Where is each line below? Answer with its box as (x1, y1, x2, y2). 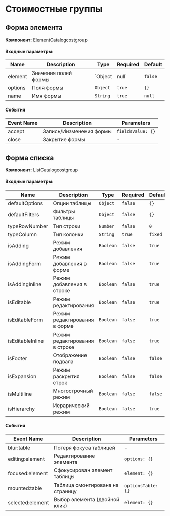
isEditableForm (8, 316, 44, 323)
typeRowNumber (8, 223, 48, 230)
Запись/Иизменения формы (42, 128, 112, 135)
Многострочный (53, 387, 93, 394)
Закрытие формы (42, 136, 86, 143)
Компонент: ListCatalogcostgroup (5, 167, 78, 173)
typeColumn (8, 231, 37, 238)
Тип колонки (53, 231, 84, 238)
